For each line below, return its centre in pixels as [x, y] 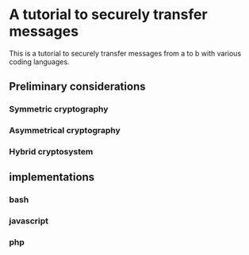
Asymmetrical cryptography [65, 131]
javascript [29, 221]
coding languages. [39, 62]
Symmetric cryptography [59, 109]
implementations [52, 177]
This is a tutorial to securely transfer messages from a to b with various [125, 53]
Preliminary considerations [77, 87]
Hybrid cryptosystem [51, 152]
